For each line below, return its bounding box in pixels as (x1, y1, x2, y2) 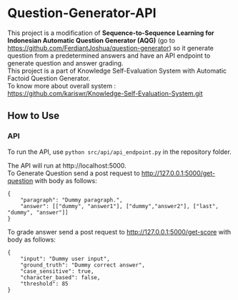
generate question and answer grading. (7, 58, 124, 67)
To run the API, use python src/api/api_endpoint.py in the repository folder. (7, 148, 232, 156)
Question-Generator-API (7, 5, 157, 21)
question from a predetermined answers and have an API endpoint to (7, 51, 211, 60)
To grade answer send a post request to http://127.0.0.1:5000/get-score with (7, 227, 232, 236)
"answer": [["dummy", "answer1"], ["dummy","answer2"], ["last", (20, 202, 219, 210)
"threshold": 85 (20, 280, 69, 287)
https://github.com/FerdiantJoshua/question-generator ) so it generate (7, 43, 214, 52)
